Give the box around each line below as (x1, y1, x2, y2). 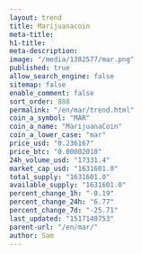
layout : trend (9, 13, 63, 23)
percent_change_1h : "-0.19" (9, 189, 115, 198)
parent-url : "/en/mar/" (9, 222, 99, 231)
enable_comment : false (9, 88, 94, 97)
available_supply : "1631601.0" (9, 181, 127, 190)
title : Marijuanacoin (9, 22, 91, 31)
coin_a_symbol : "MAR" (9, 113, 91, 122)
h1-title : (9, 38, 47, 48)
